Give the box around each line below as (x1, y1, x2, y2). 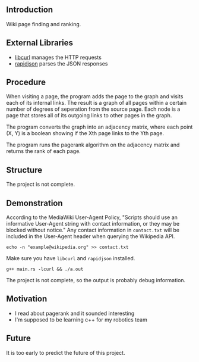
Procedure (6, 77, 46, 88)
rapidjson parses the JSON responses (14, 60, 108, 67)
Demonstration (6, 198, 64, 208)
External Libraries (6, 38, 73, 48)
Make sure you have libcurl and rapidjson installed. (6, 255, 135, 262)
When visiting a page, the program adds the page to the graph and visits (6, 93, 184, 100)
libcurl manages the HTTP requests (14, 54, 102, 61)
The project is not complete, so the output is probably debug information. (6, 277, 186, 284)
